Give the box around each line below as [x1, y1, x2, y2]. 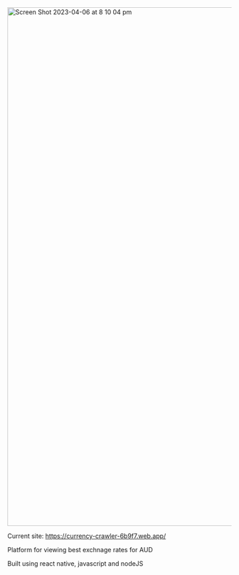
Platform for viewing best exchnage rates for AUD [7, 546, 153, 554]
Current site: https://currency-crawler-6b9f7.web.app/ [7, 532, 166, 540]
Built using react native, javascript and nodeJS [7, 559, 144, 568]
